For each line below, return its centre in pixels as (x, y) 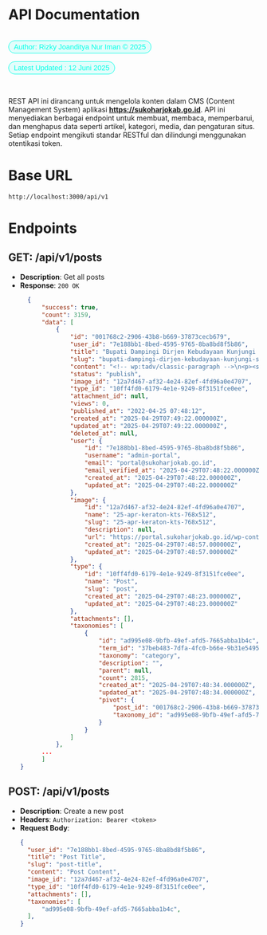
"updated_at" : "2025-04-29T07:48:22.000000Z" (161, 485)
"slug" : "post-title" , (65, 865)
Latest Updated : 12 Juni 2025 (62, 68)
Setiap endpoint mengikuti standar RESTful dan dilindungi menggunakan (127, 135)
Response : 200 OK (49, 285)
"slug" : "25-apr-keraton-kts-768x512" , (150, 522)
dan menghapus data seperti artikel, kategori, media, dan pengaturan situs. (132, 126)
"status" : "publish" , (106, 374)
